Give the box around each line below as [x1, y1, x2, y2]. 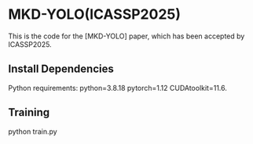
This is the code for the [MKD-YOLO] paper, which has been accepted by [8, 31, 245, 41]
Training [8, 106, 50, 119]
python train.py [8, 127, 57, 136]
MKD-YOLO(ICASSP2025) [8, 5, 181, 23]
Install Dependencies [8, 63, 114, 76]
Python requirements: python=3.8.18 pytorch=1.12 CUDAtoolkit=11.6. [8, 83, 228, 92]
